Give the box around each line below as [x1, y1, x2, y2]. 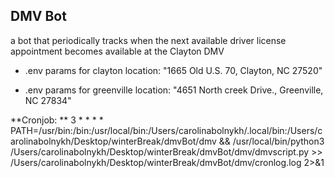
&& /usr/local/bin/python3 [218, 135, 325, 147]
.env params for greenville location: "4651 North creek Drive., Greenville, [24, 84, 324, 96]
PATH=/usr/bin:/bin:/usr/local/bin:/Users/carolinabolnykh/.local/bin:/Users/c [10, 124, 323, 136]
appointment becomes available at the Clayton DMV [10, 45, 225, 57]
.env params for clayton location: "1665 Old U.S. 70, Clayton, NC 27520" [24, 64, 323, 76]
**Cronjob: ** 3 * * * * [10, 114, 104, 126]
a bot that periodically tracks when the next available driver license [10, 34, 287, 46]
